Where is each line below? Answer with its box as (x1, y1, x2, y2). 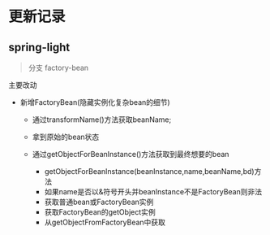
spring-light (8, 40, 71, 54)
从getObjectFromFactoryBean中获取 (44, 217, 166, 227)
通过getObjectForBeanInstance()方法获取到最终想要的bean (32, 150, 229, 159)
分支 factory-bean (28, 63, 89, 72)
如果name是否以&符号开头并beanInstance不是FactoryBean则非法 (44, 187, 262, 196)
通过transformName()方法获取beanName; (32, 115, 172, 124)
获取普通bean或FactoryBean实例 (44, 197, 154, 207)
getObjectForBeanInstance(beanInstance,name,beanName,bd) (44, 167, 255, 176)
